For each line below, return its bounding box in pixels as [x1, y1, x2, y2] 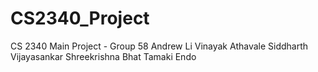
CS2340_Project [10, 7, 150, 30]
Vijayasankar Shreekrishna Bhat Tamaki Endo [10, 50, 197, 62]
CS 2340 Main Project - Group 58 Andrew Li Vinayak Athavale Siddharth [10, 40, 309, 52]
